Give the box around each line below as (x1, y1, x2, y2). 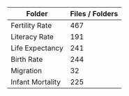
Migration (10, 66, 43, 75)
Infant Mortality (10, 77, 61, 86)
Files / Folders (70, 9, 119, 18)
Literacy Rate (10, 32, 54, 41)
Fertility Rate (10, 21, 52, 30)
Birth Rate (10, 55, 43, 64)
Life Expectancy (10, 43, 64, 53)
